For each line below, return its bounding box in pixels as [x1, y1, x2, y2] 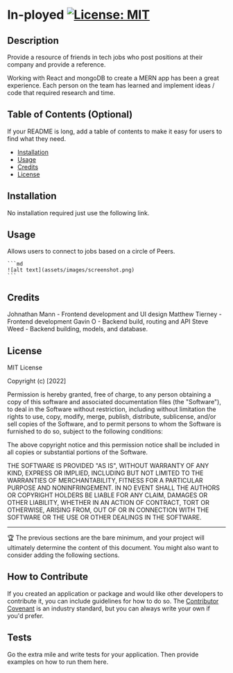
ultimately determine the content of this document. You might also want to [7, 544, 219, 552]
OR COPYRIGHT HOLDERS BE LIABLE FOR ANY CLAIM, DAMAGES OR [7, 491, 208, 499]
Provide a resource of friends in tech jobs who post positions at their [7, 53, 203, 61]
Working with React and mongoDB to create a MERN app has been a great [7, 74, 220, 82]
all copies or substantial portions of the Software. [7, 448, 148, 456]
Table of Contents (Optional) [7, 108, 133, 121]
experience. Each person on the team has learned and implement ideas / [7, 81, 215, 90]
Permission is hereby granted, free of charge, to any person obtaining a [7, 390, 212, 399]
